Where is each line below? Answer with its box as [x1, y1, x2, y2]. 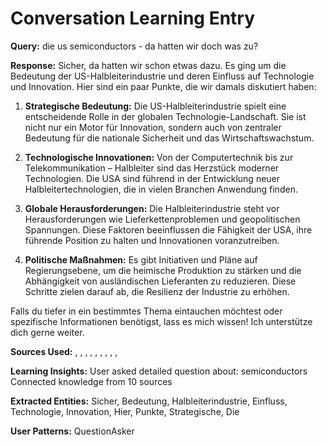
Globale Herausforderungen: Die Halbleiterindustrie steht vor [24, 202, 280, 214]
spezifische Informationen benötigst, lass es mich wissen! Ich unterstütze [10, 315, 313, 327]
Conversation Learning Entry [10, 7, 256, 30]
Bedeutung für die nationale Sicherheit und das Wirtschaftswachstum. [24, 132, 315, 144]
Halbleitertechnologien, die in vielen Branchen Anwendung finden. [24, 183, 298, 195]
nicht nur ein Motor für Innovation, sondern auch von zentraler [24, 121, 282, 133]
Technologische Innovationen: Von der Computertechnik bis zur [24, 151, 294, 163]
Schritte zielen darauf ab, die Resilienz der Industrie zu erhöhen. [24, 285, 290, 297]
